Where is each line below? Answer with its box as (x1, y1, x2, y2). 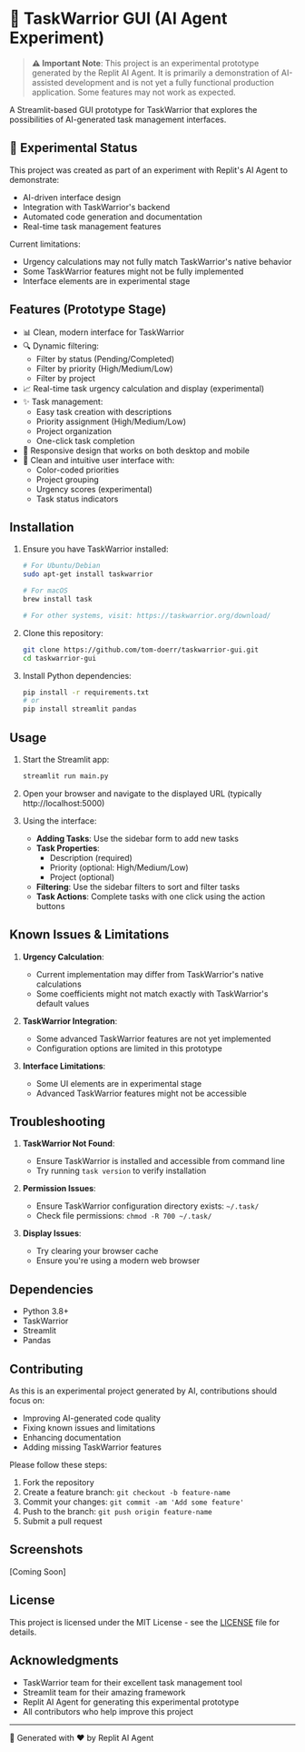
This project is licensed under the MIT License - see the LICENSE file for (9, 1616, 280, 1627)
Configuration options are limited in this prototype (35, 1042, 222, 1054)
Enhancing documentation (22, 1433, 122, 1443)
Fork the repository (22, 1477, 95, 1488)
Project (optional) (49, 871, 115, 882)
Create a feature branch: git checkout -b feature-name (22, 1487, 231, 1498)
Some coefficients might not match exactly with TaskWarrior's (35, 987, 269, 999)
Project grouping (35, 473, 100, 485)
